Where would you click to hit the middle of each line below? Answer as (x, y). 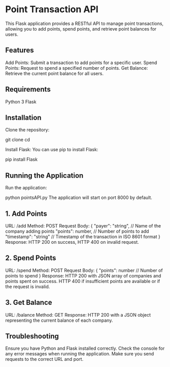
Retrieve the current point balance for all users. (55, 73)
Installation (23, 117)
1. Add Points (26, 214)
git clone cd (18, 140)
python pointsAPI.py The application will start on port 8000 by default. (79, 197)
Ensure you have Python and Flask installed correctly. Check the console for (85, 348)
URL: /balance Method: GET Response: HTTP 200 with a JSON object (78, 315)
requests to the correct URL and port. (44, 359)
